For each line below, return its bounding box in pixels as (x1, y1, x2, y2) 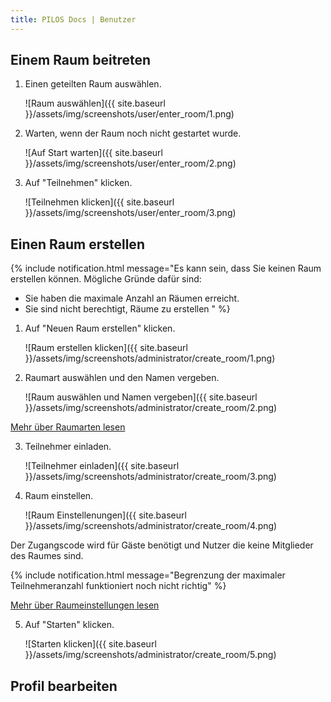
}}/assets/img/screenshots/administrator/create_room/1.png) (24, 352, 276, 365)
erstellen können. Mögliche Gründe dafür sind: (10, 273, 202, 285)
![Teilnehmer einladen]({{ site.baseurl (24, 460, 180, 472)
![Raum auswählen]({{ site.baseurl (24, 97, 166, 110)
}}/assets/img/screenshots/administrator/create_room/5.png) (24, 649, 277, 661)
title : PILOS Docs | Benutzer (10, 14, 137, 25)
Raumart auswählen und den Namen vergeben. (24, 372, 220, 384)
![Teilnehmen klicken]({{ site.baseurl (24, 196, 175, 208)
